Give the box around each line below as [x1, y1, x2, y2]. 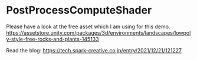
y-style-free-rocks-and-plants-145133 [6, 35, 99, 42]
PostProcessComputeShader [6, 4, 152, 17]
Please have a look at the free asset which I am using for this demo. [6, 23, 170, 30]
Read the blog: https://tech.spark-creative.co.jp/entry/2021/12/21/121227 [6, 46, 182, 54]
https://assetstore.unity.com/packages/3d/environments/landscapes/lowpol [6, 29, 191, 36]
